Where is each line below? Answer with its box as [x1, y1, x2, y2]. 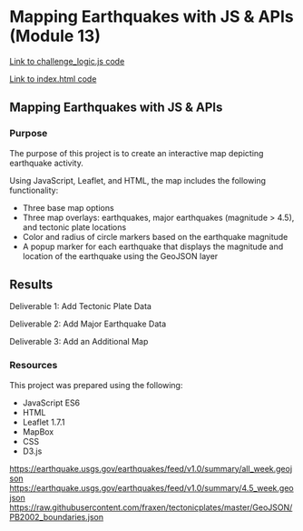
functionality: [9, 185, 59, 195]
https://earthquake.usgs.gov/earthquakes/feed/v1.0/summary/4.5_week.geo [9, 482, 294, 493]
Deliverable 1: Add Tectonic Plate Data [9, 301, 152, 312]
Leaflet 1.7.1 [22, 416, 65, 427]
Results [9, 277, 54, 293]
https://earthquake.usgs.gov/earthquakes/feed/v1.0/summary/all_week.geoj [9, 463, 293, 474]
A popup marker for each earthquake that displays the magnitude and [22, 241, 284, 252]
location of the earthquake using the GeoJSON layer [22, 250, 219, 261]
